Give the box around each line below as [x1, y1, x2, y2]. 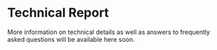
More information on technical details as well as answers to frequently [7, 28, 211, 36]
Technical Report [7, 5, 110, 21]
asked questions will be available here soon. [7, 35, 135, 43]
